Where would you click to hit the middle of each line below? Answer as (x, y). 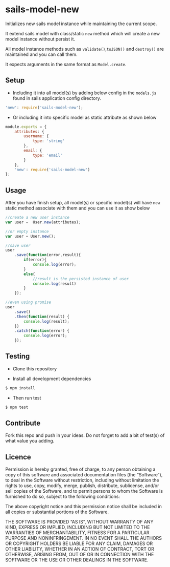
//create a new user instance (38, 218)
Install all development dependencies (52, 379)
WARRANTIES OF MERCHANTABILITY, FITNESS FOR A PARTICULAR (77, 533)
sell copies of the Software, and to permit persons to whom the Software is (84, 491)
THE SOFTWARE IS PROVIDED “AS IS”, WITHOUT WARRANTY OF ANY (79, 522)
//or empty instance (27, 232)
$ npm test (17, 407)
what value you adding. (30, 441)
